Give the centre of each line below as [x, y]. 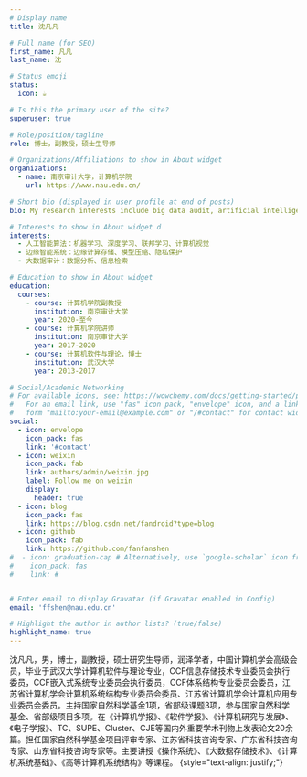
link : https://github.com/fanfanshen [98, 549]
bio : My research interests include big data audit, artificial [134, 210]
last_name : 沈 [36, 60]
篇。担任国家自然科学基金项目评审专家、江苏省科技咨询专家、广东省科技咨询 [153, 740]
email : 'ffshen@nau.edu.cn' [63, 607]
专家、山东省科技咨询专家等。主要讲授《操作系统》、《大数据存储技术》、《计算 [153, 751]
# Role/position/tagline [57, 135]
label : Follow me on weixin [79, 481]
